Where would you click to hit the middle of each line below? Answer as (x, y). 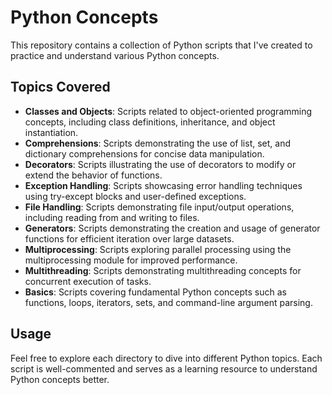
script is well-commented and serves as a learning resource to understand (164, 368)
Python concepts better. (60, 379)
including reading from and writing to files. (112, 217)
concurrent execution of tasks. (88, 281)
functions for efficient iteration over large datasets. (129, 238)
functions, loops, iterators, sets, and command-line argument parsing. (168, 302)
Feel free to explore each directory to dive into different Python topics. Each (166, 358)
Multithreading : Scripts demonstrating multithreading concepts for (163, 270)
